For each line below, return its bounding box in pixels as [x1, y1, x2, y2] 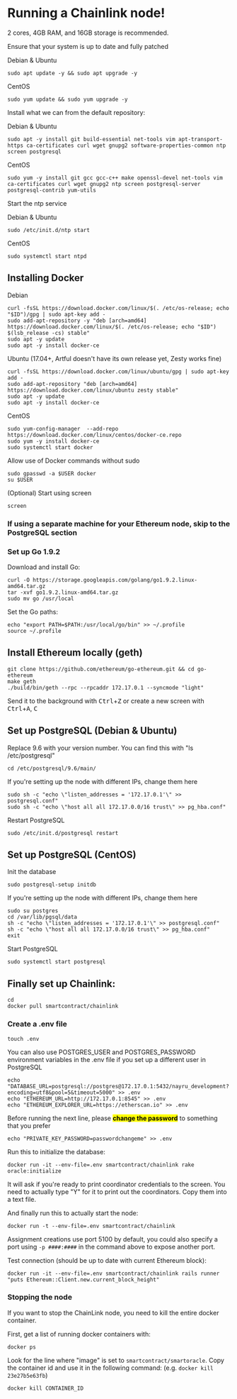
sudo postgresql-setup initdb [7, 881, 97, 888]
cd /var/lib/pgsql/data [7, 914, 78, 921]
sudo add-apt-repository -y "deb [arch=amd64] [7, 317, 147, 324]
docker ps [7, 1343, 37, 1351]
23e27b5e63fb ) [7, 1371, 48, 1379]
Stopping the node [7, 1293, 73, 1303]
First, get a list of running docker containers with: [7, 1329, 151, 1338]
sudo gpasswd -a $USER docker [7, 470, 97, 477]
